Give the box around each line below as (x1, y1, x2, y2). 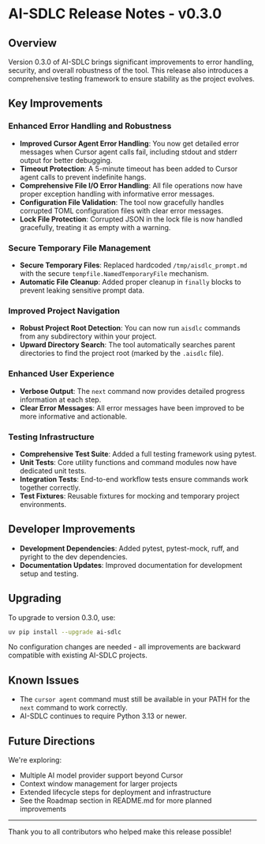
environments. (19, 499, 67, 509)
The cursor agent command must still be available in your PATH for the (19, 695, 251, 704)
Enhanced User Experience (8, 369, 114, 380)
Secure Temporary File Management (8, 242, 151, 253)
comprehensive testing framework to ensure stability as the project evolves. (8, 74, 255, 83)
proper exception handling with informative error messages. (19, 189, 215, 199)
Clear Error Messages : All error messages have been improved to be (19, 403, 244, 412)
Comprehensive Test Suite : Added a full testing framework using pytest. (19, 448, 257, 459)
